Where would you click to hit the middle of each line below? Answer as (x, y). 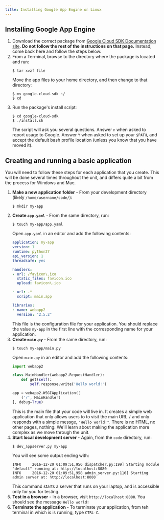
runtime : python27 (31, 252)
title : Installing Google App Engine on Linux (53, 10)
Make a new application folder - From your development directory (79, 192)
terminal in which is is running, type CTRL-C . (56, 512)
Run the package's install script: (45, 108)
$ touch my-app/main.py (36, 348)
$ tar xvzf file (29, 71)
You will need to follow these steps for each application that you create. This (82, 173)
